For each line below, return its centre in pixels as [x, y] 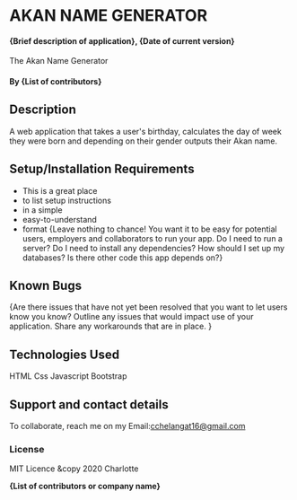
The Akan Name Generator [59, 61]
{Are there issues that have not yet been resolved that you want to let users [148, 307]
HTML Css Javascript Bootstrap [68, 376]
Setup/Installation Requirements [102, 169]
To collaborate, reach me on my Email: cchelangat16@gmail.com [127, 426]
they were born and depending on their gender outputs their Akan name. [144, 141]
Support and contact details [89, 404]
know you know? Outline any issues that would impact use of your [131, 317]
